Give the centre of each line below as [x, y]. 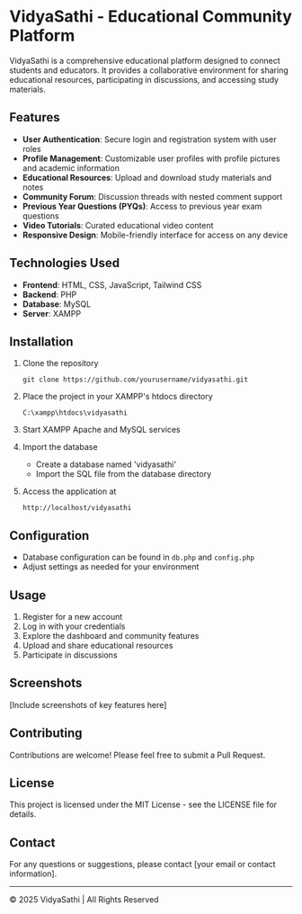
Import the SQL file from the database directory [124, 474]
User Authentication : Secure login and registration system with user [149, 139]
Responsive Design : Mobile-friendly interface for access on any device [155, 235]
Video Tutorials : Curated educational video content [118, 225]
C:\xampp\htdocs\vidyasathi [75, 413]
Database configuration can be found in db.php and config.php [138, 557]
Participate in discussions [70, 655]
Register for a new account [72, 617]
